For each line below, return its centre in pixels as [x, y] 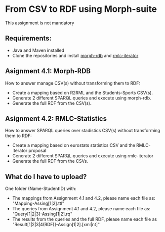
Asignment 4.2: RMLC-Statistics [56, 118]
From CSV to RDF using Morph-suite [81, 9]
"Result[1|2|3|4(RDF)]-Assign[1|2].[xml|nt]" [56, 225]
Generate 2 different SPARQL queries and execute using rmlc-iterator [83, 156]
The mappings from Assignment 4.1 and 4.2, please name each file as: [84, 198]
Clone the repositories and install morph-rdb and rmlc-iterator [75, 55]
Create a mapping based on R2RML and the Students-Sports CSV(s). [82, 93]
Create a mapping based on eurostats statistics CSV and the [74, 145]
